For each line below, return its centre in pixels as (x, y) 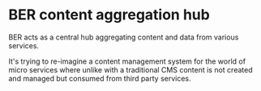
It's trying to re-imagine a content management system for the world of (127, 61)
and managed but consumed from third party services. (100, 78)
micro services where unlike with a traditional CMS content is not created (130, 69)
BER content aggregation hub (109, 15)
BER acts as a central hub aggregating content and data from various (124, 37)
